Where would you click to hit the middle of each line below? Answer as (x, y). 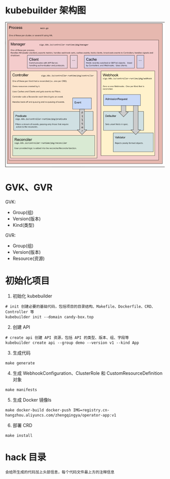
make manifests (21, 390)
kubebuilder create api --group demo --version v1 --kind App (72, 343)
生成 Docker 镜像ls (32, 400)
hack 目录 (26, 457)
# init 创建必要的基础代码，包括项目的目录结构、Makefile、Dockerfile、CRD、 (80, 307)
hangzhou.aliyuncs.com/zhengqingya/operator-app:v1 (61, 415)
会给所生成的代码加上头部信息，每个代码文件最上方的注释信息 (60, 472)
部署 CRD (23, 426)
